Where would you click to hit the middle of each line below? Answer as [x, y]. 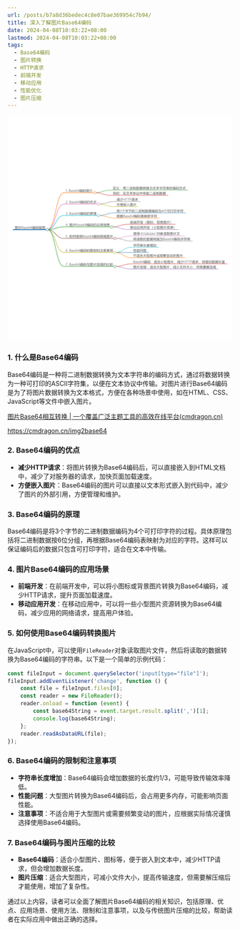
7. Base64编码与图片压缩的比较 [61, 842]
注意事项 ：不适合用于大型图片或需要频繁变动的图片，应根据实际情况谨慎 [124, 813]
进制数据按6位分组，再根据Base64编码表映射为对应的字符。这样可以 [127, 540]
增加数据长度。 [65, 869]
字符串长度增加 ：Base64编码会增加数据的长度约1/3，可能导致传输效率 [121, 777]
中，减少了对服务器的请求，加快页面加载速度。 [86, 476]
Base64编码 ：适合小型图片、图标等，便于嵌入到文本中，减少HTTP [116, 859]
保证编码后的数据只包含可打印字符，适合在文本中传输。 [89, 549]
